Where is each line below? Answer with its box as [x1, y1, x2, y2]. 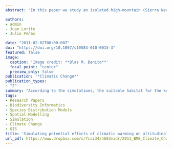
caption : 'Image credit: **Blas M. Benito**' [10, 60, 109, 65]
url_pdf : [5, 136, 24, 141]
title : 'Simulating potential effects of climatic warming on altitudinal [5, 131, 168, 136]
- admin [5, 22, 22, 27]
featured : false [5, 50, 40, 55]
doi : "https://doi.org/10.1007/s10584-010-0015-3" [5, 45, 116, 50]
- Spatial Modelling [5, 112, 50, 117]
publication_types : [5, 79, 47, 84]
